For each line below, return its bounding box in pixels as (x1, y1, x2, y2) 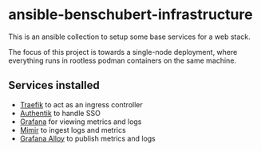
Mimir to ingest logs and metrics (19, 125, 126, 134)
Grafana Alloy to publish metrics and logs (19, 134, 156, 143)
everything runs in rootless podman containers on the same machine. (8, 56, 237, 65)
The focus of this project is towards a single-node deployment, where (8, 47, 238, 56)
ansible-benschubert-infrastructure (8, 6, 253, 24)
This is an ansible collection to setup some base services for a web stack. (8, 32, 251, 41)
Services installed (8, 79, 100, 92)
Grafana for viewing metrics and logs (19, 117, 142, 126)
